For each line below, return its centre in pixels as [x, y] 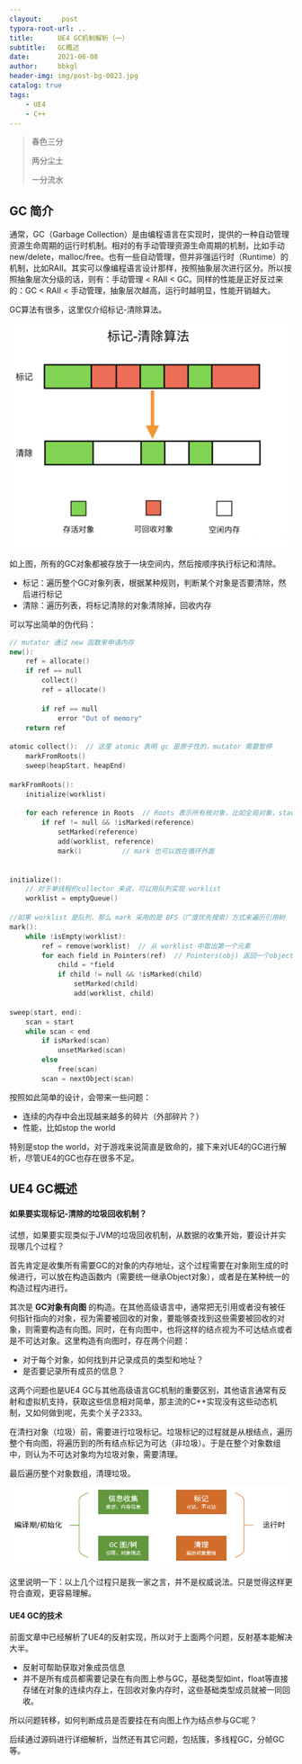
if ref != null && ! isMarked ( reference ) [118, 823]
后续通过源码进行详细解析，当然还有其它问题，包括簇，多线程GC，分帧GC [147, 1740]
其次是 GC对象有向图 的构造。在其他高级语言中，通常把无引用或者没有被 [143, 1307]
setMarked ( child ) [106, 984]
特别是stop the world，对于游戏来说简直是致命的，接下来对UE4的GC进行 [144, 1146]
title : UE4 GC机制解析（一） [69, 38]
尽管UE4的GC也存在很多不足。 [82, 1158]
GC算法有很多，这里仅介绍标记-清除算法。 [88, 309]
